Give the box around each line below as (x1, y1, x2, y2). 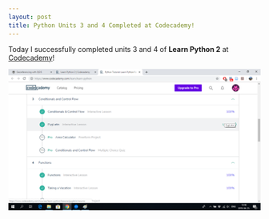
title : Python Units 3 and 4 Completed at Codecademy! (8, 21, 195, 30)
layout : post (8, 13, 52, 21)
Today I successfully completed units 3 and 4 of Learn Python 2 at (8, 44, 229, 54)
